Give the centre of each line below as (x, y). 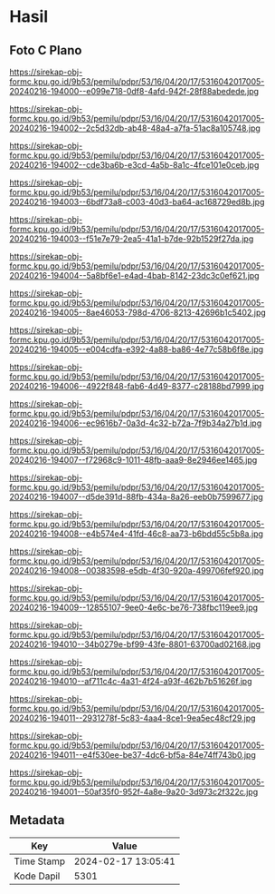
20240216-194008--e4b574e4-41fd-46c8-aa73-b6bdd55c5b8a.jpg (137, 534)
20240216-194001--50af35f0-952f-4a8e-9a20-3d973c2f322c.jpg (134, 792)
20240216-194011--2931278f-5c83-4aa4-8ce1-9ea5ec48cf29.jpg (133, 718)
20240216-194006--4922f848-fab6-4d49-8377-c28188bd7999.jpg (137, 386)
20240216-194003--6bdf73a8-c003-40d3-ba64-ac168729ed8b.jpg (137, 202)
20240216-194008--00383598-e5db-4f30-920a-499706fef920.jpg (137, 570)
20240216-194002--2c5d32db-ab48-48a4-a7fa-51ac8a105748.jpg (135, 128)
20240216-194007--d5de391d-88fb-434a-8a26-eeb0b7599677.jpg (137, 497)
